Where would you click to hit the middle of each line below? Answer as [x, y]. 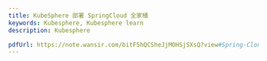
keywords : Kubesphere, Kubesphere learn [76, 23]
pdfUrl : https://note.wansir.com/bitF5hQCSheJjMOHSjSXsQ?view [113, 44]
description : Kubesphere [49, 30]
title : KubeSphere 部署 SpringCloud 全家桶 [78, 15]
